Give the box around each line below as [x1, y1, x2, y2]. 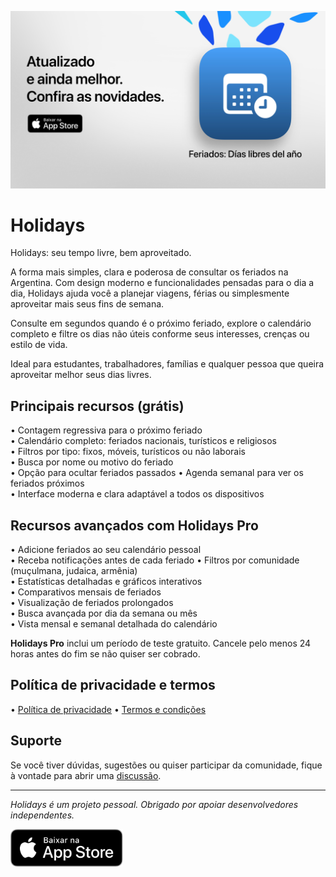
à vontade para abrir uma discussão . [10, 769, 162, 781]
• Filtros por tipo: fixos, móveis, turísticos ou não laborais [10, 446, 246, 458]
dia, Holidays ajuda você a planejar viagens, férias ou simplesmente [10, 287, 290, 300]
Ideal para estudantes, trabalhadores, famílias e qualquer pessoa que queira [10, 358, 325, 370]
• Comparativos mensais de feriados [10, 586, 162, 598]
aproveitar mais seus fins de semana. [10, 298, 165, 310]
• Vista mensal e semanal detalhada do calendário [10, 618, 218, 630]
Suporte [10, 732, 62, 750]
